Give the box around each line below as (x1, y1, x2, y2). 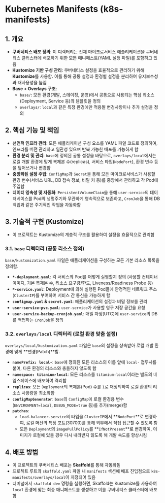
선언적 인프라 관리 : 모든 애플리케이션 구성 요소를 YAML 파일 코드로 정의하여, (12, 140, 158, 146)
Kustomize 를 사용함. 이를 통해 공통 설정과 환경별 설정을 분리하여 (12, 73, 137, 79)
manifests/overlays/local (12, 475, 66, 480)
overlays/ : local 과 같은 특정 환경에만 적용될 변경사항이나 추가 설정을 (19, 104, 153, 110)
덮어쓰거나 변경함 (17, 165, 51, 170)
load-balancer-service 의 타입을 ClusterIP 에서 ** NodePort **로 (19, 414, 144, 420)
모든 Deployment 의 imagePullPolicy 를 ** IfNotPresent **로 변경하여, (19, 426, 152, 432)
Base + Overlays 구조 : (12, 86, 57, 92)
